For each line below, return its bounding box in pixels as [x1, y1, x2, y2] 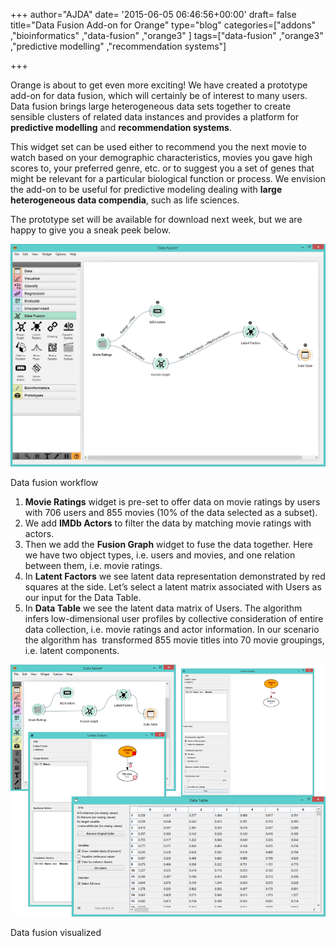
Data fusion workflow [10, 476, 99, 488]
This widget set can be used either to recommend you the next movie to [10, 141, 307, 153]
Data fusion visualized [10, 927, 102, 939]
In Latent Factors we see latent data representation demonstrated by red [24, 570, 326, 582]
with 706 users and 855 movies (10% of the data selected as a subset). [24, 506, 318, 518]
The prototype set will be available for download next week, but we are [10, 214, 303, 225]
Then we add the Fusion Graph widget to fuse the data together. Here [24, 538, 314, 550]
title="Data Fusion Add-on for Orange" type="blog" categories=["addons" [10, 19, 317, 31]
